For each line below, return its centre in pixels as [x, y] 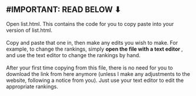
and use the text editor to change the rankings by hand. [73, 55]
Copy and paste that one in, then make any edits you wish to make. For [92, 42]
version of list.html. [29, 30]
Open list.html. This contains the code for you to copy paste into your [90, 24]
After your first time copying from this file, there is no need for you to [89, 68]
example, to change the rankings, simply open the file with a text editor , [95, 49]
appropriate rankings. [32, 86]
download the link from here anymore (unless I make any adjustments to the [98, 74]
